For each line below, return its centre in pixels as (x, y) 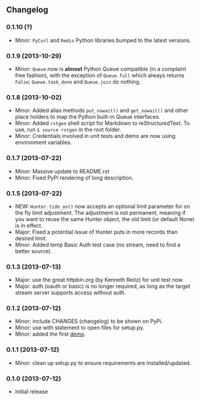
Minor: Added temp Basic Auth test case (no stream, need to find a (98, 245)
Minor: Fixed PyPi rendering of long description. (74, 178)
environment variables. (43, 142)
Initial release (31, 392)
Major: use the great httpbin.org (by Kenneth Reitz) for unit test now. (99, 280)
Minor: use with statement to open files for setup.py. (80, 328)
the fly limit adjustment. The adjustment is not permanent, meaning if (100, 213)
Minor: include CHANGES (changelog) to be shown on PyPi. (89, 321)
